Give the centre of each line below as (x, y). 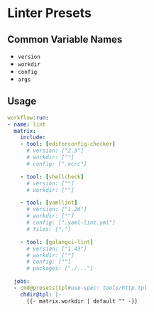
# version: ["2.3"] (55, 151)
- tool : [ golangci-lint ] (57, 242)
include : (33, 138)
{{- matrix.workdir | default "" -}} (82, 301)
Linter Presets (50, 13)
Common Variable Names (65, 39)
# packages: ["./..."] (60, 269)
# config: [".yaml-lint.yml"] (71, 223)
